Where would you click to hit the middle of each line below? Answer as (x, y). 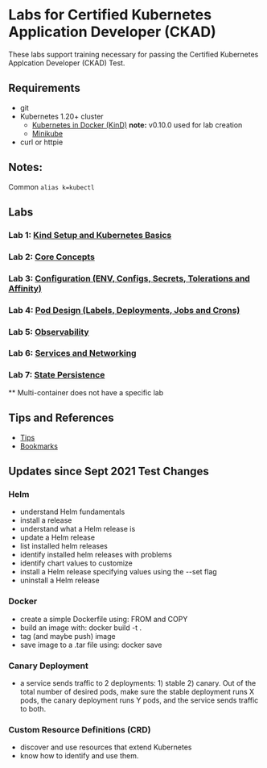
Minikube (47, 133)
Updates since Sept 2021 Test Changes (109, 471)
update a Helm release (57, 537)
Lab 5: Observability (49, 332)
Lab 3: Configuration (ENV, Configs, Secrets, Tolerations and (129, 278)
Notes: (25, 167)
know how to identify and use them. (79, 756)
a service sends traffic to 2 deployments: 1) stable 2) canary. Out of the (138, 682)
